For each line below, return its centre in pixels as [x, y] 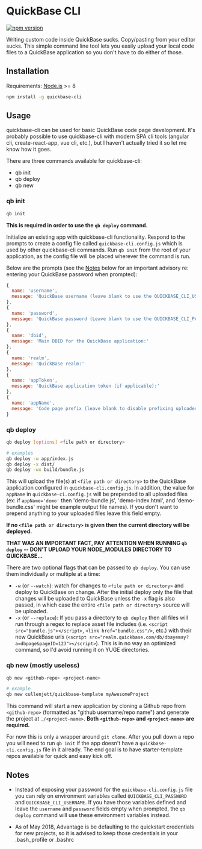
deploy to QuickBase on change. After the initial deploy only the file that [104, 592]
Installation [28, 71]
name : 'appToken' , [35, 380]
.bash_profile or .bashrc [44, 840]
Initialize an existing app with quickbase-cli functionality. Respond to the [96, 237]
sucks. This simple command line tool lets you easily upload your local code [100, 46]
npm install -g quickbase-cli [44, 97]
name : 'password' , [35, 313]
